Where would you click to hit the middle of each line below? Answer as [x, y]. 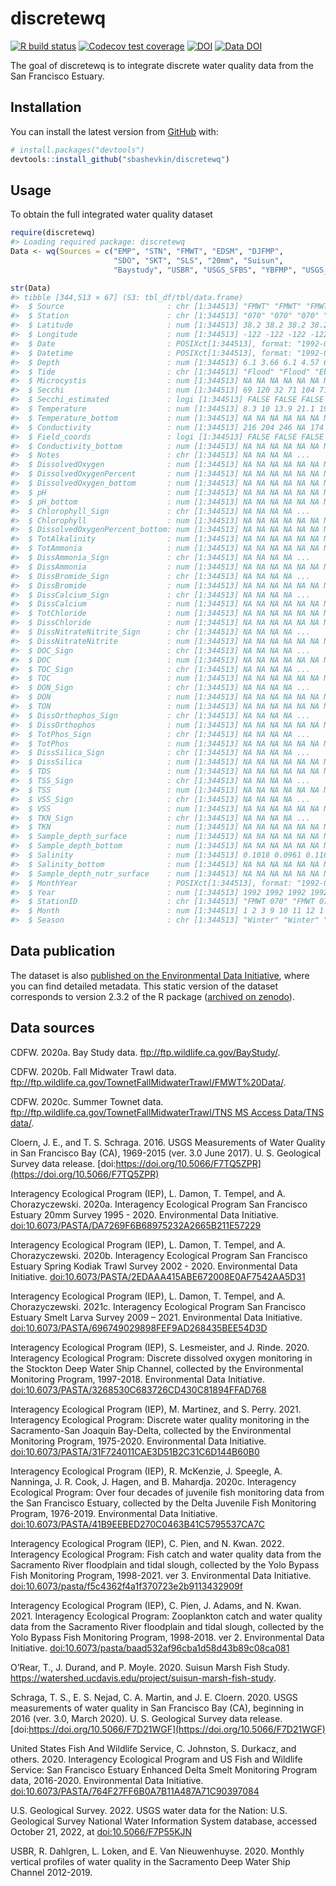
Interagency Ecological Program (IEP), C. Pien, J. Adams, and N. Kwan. [156, 1605]
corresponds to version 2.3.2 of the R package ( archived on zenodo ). [152, 996]
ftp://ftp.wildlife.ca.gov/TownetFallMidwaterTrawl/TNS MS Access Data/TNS [167, 1112]
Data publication [63, 951]
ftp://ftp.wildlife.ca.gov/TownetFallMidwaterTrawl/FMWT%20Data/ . [148, 1082]
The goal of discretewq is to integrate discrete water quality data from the [162, 65]
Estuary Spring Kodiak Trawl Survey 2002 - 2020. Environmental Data [154, 1266]
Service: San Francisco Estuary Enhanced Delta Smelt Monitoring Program [164, 1769]
